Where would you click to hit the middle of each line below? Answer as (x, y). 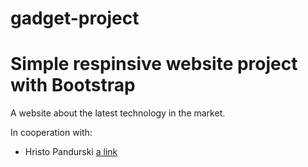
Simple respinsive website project (154, 64)
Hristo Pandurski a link (71, 152)
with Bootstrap (73, 85)
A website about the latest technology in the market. (118, 113)
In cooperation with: (51, 133)
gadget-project (75, 18)
